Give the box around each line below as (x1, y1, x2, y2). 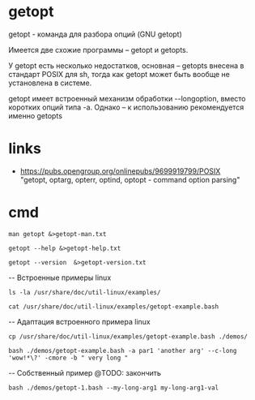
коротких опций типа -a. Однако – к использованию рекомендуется (8, 102, 244, 112)
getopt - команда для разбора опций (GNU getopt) (8, 29, 182, 39)
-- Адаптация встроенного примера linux (8, 316, 151, 326)
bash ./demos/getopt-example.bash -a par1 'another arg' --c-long (8, 346, 237, 355)
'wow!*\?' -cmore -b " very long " (8, 354, 129, 362)
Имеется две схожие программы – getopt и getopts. (8, 45, 189, 54)
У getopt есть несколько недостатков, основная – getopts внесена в (8, 60, 244, 71)
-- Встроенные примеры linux (8, 273, 112, 282)
